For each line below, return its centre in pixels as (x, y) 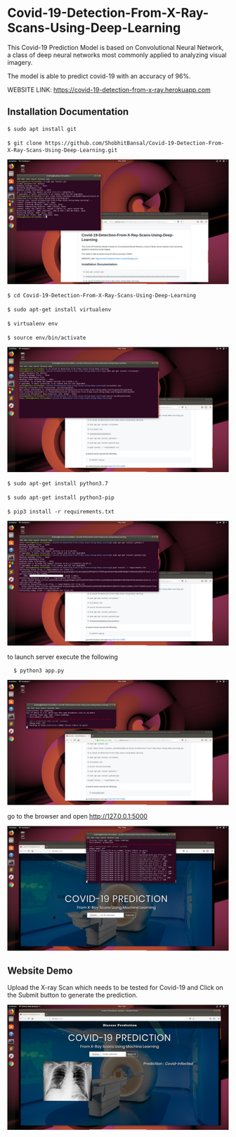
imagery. (20, 62)
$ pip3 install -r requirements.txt (61, 511)
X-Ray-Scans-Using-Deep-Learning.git (63, 150)
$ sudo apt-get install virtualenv (59, 310)
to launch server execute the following (63, 657)
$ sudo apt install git (42, 129)
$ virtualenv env (33, 324)
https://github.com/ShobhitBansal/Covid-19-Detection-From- (135, 143)
